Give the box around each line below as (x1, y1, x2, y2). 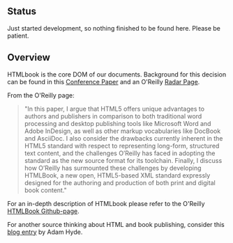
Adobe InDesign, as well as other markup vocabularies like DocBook (24, 127, 221, 135)
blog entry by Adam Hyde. (7, 228, 83, 236)
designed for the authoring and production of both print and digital (24, 178, 216, 187)
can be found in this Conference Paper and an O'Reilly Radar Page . (7, 77, 200, 86)
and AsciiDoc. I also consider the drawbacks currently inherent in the (24, 134, 223, 142)
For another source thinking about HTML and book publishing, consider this (7, 220, 225, 228)
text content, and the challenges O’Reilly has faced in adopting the (24, 149, 216, 157)
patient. (7, 31, 29, 40)
